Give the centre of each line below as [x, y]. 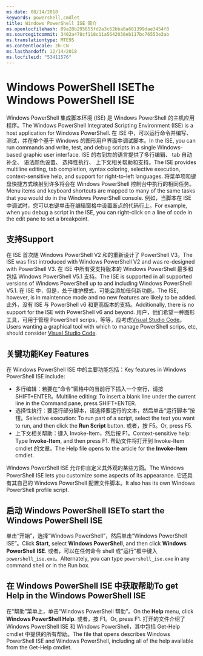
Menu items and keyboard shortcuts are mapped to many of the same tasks [101, 190]
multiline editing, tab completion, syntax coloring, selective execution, [93, 169]
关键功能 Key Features [48, 354]
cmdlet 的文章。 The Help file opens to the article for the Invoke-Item [101, 449]
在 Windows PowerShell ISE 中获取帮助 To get [92, 586]
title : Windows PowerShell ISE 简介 [52, 23]
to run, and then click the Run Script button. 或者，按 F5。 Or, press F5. [104, 426]
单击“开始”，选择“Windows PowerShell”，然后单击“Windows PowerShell [97, 536]
